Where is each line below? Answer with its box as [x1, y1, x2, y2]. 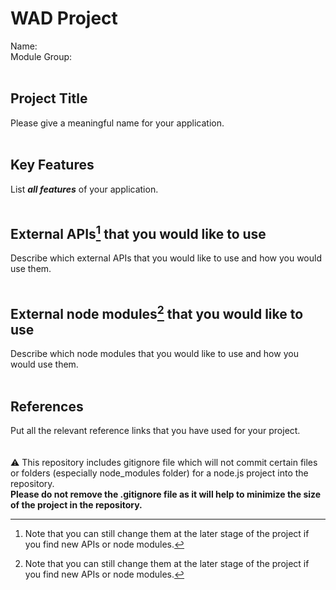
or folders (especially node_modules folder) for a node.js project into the [10, 467, 309, 479]
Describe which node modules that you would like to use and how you [10, 348, 299, 360]
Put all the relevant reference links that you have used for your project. [10, 425, 301, 436]
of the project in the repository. [10, 499, 143, 511]
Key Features [10, 157, 95, 174]
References [10, 398, 84, 415]
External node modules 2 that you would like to [10, 302, 304, 322]
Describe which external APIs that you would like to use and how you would [10, 252, 322, 264]
